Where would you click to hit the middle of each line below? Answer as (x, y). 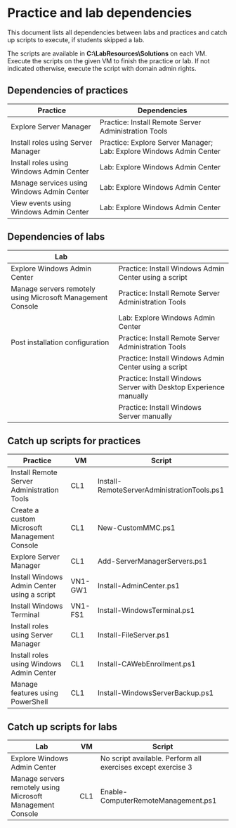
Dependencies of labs (56, 237)
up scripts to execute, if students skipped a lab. (76, 39)
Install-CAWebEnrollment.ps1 (146, 664)
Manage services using (49, 183)
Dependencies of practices (68, 90)
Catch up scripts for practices (74, 441)
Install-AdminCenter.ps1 (139, 586)
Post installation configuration (60, 342)
